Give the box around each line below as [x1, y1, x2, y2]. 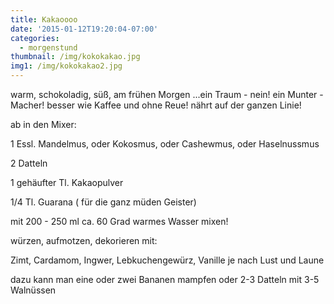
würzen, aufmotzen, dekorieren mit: [10, 235, 158, 246]
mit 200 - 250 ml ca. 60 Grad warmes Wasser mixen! [10, 216, 229, 227]
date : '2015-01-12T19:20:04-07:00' [10, 24, 159, 34]
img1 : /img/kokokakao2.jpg [10, 61, 123, 71]
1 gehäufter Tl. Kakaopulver [10, 177, 124, 188]
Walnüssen [10, 284, 57, 296]
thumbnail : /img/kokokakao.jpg [10, 52, 141, 62]
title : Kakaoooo [10, 14, 78, 25]
